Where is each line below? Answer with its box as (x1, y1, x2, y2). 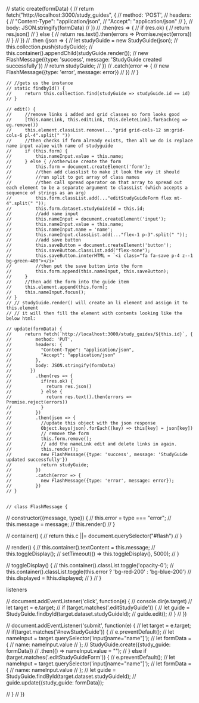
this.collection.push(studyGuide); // (6, 43, 94, 50)
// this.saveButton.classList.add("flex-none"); (6, 247, 151, 253)
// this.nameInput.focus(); (6, 289, 86, 295)
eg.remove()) (6, 122, 39, 128)
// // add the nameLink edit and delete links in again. (6, 441, 178, 447)
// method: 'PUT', (6, 337, 73, 343)
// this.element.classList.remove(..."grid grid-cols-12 (6, 127, 161, 133)
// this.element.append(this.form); (6, 284, 108, 290)
